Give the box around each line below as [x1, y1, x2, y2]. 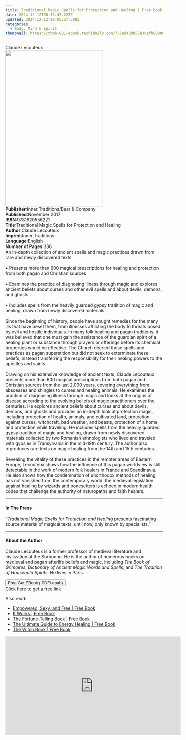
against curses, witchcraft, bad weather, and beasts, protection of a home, [5, 419, 159, 425]
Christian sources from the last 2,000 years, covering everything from [5, 382, 149, 388]
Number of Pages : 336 [5, 243, 52, 250]
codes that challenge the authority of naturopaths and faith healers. [5, 488, 145, 494]
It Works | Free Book [12, 611, 55, 617]
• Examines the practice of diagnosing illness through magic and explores [5, 281, 158, 287]
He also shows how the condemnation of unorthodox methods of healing [5, 472, 156, 478]
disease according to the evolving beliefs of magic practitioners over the [5, 398, 155, 404]
